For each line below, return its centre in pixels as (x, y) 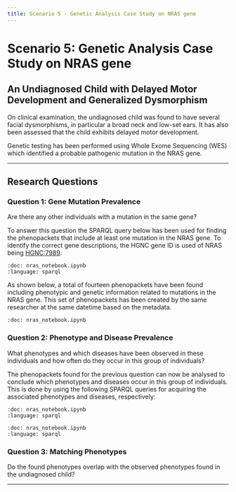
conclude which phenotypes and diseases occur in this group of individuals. (118, 381)
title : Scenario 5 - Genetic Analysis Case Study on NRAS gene (102, 14)
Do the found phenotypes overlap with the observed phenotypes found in (114, 467)
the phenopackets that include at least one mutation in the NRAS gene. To (114, 238)
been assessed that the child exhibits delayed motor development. (103, 132)
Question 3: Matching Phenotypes (67, 451)
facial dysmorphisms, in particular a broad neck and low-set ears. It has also (118, 124)
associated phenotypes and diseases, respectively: (81, 397)
